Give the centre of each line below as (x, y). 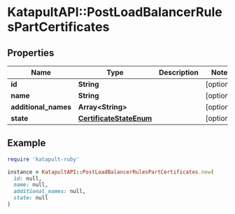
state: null (31, 198)
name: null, (31, 185)
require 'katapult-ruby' (43, 159)
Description (179, 72)
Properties (31, 53)
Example (27, 143)
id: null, (28, 178)
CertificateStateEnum (115, 118)
